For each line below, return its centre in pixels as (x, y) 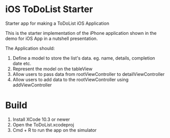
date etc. (22, 63)
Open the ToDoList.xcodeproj (43, 124)
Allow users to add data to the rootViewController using (71, 79)
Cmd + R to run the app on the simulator (55, 130)
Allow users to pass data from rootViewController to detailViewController (89, 74)
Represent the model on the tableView (53, 69)
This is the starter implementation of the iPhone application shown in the (81, 33)
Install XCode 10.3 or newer (41, 119)
